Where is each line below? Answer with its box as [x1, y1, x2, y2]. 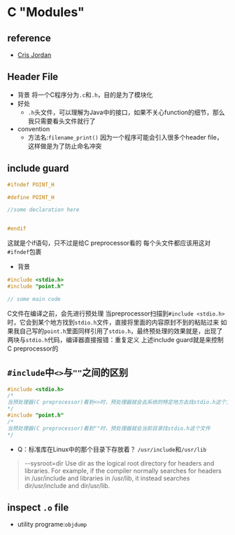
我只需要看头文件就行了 [27, 116, 96, 125]
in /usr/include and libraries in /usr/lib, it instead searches [24, 474, 190, 482]
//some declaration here [7, 206, 80, 214]
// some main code [7, 295, 61, 302]
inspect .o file [7, 501, 69, 513]
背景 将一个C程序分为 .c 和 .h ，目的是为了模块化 [17, 90, 153, 99]
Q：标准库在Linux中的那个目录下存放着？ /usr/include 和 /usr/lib [17, 445, 207, 453]
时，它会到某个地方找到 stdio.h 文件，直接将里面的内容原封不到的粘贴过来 [7, 318, 220, 326]
